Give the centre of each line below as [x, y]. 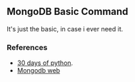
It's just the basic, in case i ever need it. [65, 29]
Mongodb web [39, 71]
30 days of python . [45, 63]
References [27, 47]
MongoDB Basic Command [67, 12]
